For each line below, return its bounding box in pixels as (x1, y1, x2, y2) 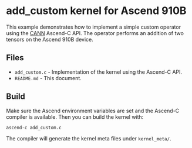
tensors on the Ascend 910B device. (6, 36, 94, 43)
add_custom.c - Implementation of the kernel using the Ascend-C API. (14, 68, 183, 75)
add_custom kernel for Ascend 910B (6, 4, 187, 18)
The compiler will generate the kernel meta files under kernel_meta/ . (6, 135, 171, 142)
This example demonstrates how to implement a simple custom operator (6, 23, 181, 30)
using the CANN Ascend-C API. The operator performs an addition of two (6, 29, 184, 36)
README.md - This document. (14, 74, 82, 81)
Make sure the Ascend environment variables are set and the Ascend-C (6, 107, 180, 114)
